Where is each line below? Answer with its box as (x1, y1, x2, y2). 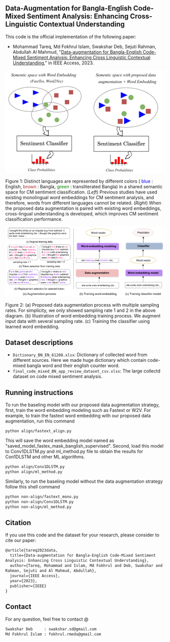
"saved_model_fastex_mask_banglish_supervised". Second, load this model (5, 443, 164, 449)
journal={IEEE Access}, (10, 574, 60, 579)
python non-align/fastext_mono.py (5, 495, 79, 500)
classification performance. (5, 216, 63, 223)
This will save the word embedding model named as (5, 437, 115, 443)
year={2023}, (10, 579, 38, 584)
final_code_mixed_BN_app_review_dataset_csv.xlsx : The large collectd (12, 368, 160, 374)
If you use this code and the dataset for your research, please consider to (5, 532, 159, 538)
